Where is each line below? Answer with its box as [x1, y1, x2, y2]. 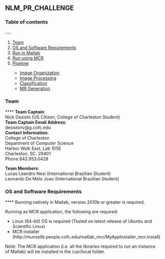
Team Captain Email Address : [5, 119, 66, 125]
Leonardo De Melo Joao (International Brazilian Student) [5, 175, 119, 181]
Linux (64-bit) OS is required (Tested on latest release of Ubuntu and [12, 218, 152, 224]
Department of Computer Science [5, 140, 74, 146]
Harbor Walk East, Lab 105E [5, 145, 62, 151]
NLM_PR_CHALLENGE [5, 4, 74, 12]
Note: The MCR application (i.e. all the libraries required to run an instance [5, 243, 156, 250]
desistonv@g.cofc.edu [5, 124, 51, 130]
